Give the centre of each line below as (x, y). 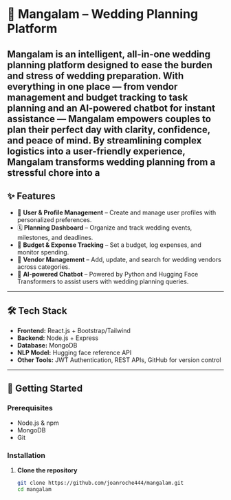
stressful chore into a (54, 173)
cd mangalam (34, 490)
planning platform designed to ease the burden (110, 65)
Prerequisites (30, 408)
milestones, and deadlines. (55, 238)
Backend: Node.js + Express (57, 338)
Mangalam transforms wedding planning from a (111, 162)
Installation (26, 455)
